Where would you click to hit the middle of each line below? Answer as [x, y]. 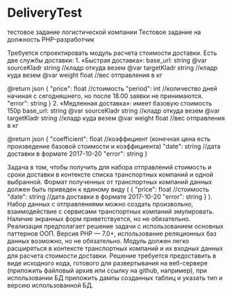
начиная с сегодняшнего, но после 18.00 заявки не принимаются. [105, 96]
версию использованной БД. [50, 285]
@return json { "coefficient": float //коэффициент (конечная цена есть [109, 139]
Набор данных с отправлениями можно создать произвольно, [100, 204]
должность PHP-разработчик [51, 39]
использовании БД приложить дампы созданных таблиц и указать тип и [115, 278]
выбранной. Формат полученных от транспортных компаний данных [110, 181]
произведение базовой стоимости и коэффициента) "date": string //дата [114, 146]
